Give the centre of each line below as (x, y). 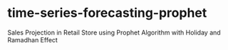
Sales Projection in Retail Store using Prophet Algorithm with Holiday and (114, 32)
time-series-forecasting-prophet (107, 13)
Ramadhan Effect (33, 39)
